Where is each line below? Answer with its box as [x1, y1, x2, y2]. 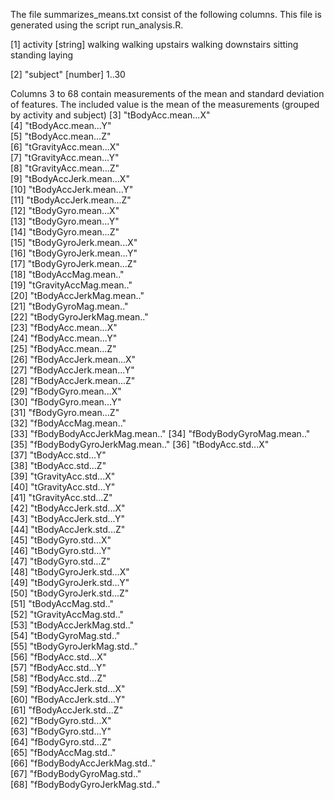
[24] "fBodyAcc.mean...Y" [10, 332, 118, 344]
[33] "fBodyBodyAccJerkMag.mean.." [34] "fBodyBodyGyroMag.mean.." [10, 428, 311, 439]
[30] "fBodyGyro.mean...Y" [10, 396, 122, 408]
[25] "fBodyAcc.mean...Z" [10, 343, 117, 354]
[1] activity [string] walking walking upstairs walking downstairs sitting [10, 39, 299, 50]
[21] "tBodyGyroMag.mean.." [10, 300, 129, 312]
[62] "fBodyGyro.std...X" [10, 715, 112, 726]
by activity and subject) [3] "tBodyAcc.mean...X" [10, 109, 211, 121]
